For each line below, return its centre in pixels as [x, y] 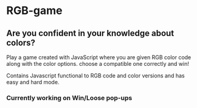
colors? [21, 42]
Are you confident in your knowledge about [90, 33]
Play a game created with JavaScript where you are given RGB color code [99, 57]
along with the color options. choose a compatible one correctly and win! [98, 64]
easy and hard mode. [33, 82]
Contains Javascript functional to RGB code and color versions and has [95, 76]
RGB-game [34, 11]
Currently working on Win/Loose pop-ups [69, 98]
